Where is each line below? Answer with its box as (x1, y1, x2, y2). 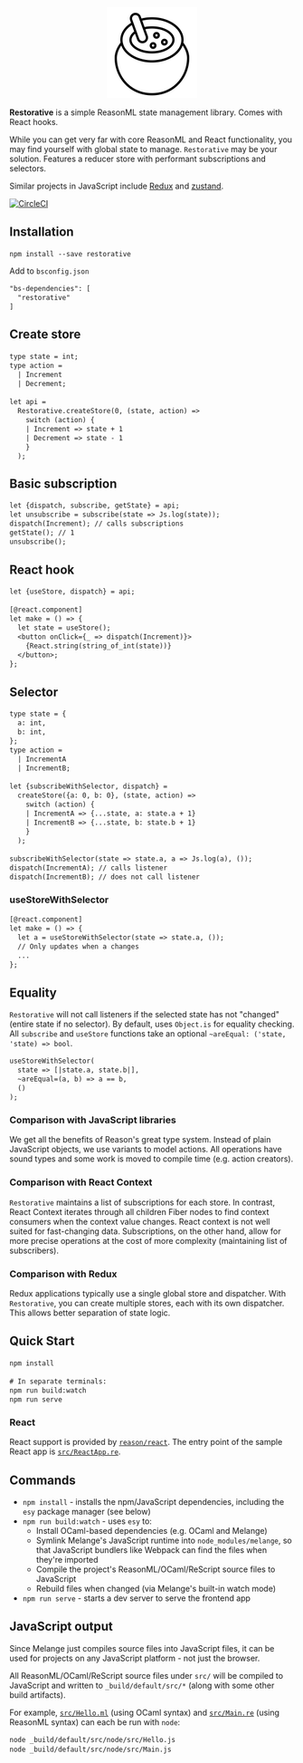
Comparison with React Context (9, 1176, 153, 1189)
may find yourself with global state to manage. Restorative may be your (9, 144, 278, 154)
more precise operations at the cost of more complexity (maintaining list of (9, 1235, 288, 1246)
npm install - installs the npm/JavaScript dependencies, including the (22, 1496, 285, 1507)
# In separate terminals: (9, 1376, 107, 1386)
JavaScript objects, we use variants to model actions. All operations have (9, 1144, 282, 1155)
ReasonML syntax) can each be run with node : (9, 1716, 181, 1728)
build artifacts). (9, 1689, 66, 1700)
